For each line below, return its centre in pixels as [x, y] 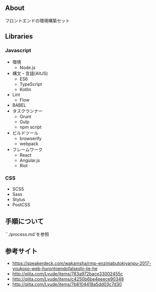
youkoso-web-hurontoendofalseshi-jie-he [55, 269]
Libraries [19, 36]
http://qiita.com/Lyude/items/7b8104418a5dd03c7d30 [67, 284]
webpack [29, 144]
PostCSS [21, 205]
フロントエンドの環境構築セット [37, 20]
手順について [25, 221]
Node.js [28, 67]
